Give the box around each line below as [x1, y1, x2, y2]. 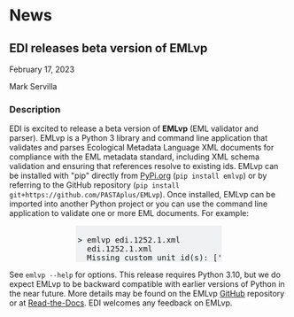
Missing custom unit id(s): [87, 252, 209, 262]
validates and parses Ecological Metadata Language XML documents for [9, 143, 275, 153]
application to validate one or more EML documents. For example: [9, 208, 250, 219]
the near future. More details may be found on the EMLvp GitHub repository [9, 288, 285, 298]
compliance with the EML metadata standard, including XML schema [9, 151, 259, 162]
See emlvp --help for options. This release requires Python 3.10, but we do [9, 269, 282, 280]
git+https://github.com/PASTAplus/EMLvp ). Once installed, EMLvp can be [9, 189, 276, 200]
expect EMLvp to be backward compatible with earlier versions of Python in [9, 278, 285, 289]
